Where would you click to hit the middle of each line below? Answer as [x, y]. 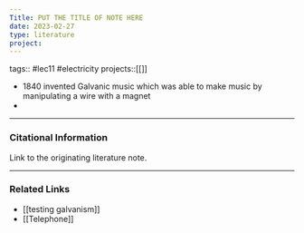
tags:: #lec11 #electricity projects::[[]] [78, 69]
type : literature [42, 34]
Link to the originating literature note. [78, 157]
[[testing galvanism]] [61, 209]
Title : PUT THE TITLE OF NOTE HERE [76, 18]
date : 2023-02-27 [42, 26]
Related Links [40, 189]
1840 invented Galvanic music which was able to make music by [142, 86]
